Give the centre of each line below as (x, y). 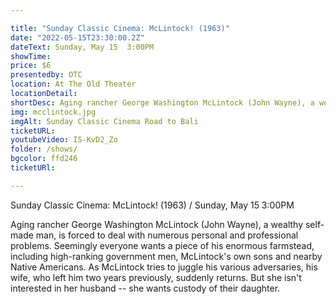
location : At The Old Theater (73, 84)
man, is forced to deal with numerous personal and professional (167, 235)
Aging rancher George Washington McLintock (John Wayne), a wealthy (157, 224)
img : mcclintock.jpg (53, 112)
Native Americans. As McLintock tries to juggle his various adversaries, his (164, 267)
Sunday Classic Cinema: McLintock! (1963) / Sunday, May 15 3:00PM (152, 205)
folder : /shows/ (44, 149)
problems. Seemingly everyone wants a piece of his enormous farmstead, (162, 245)
